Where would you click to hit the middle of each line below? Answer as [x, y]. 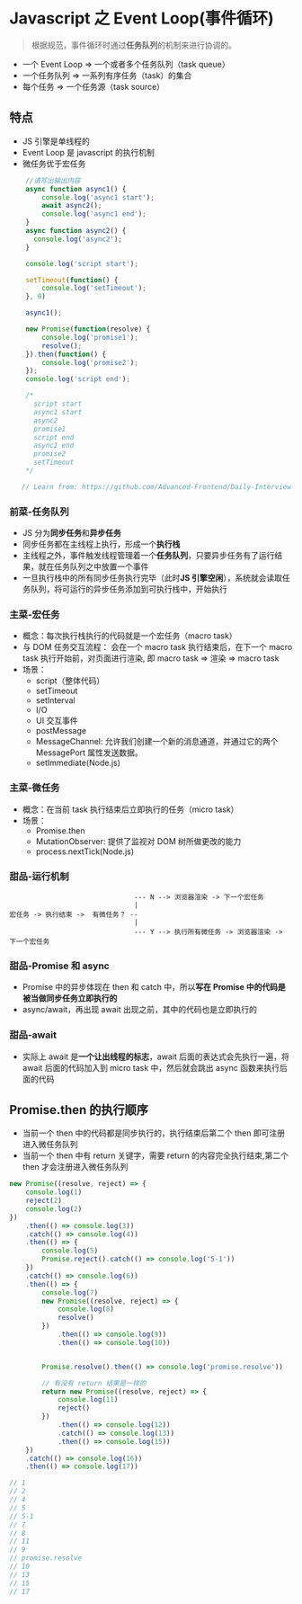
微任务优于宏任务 [54, 164]
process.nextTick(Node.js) [85, 851]
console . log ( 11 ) [88, 1400]
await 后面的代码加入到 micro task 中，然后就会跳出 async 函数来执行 [151, 1067]
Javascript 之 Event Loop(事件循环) [142, 18]
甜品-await [33, 1035]
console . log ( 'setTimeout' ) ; [94, 289]
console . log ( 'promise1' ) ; [90, 337]
